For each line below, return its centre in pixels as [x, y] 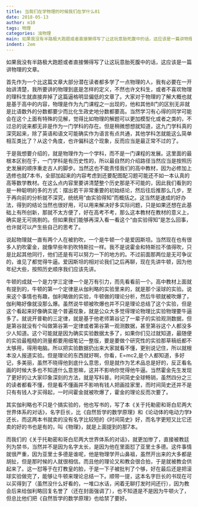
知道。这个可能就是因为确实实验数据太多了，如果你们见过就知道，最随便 [104, 333]
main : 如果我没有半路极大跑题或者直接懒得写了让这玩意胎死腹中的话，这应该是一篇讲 [95, 39]
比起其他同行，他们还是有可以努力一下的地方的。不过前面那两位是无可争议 [101, 254]
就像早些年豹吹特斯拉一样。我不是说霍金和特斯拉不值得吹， [114, 247]
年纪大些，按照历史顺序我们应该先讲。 [52, 269]
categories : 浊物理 [29, 34]
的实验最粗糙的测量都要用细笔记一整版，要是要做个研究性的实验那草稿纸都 [96, 340]
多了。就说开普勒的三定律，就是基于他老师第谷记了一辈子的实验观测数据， [96, 318]
